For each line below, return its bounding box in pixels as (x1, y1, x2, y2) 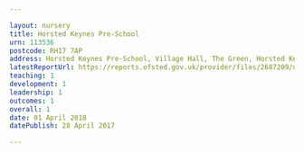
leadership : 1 (9, 87, 63, 97)
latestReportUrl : (9, 63, 75, 72)
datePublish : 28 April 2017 (9, 121, 116, 130)
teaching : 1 (9, 71, 54, 81)
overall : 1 (9, 104, 51, 113)
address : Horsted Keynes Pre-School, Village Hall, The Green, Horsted (9, 55, 285, 64)
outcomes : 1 (9, 96, 54, 105)
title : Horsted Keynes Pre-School (9, 29, 140, 39)
